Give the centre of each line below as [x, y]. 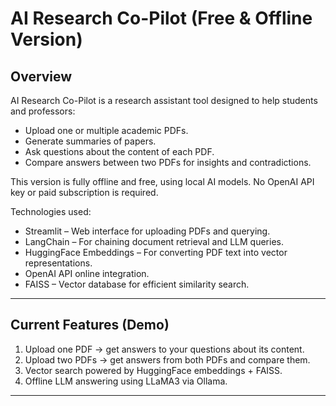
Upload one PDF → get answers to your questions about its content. [164, 349]
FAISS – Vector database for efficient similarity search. [137, 284]
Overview [41, 76]
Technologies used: [51, 211]
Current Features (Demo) [90, 325]
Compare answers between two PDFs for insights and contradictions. [168, 162]
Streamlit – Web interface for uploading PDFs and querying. [147, 231]
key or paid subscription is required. [84, 192]
